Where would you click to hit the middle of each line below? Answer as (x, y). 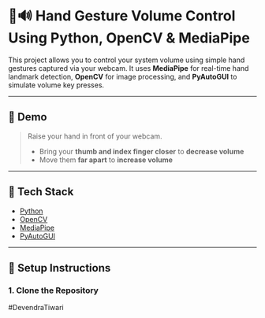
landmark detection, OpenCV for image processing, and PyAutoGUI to (123, 76)
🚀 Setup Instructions (60, 268)
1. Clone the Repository (53, 290)
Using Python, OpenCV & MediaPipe (129, 38)
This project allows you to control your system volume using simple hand (127, 60)
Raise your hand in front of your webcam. (95, 136)
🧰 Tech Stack (41, 192)
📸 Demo (28, 117)
